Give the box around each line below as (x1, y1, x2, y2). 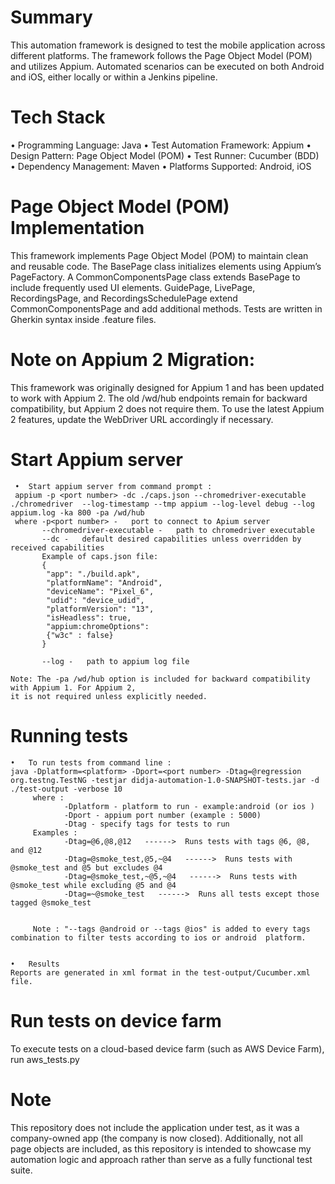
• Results (10, 959, 60, 969)
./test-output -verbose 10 (10, 784, 123, 794)
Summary (10, 6, 93, 29)
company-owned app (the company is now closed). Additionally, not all (10, 1132, 303, 1144)
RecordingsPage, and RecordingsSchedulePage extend (10, 292, 238, 304)
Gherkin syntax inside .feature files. (10, 313, 157, 325)
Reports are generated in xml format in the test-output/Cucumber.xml (10, 967, 311, 978)
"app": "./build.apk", (46, 569, 141, 579)
